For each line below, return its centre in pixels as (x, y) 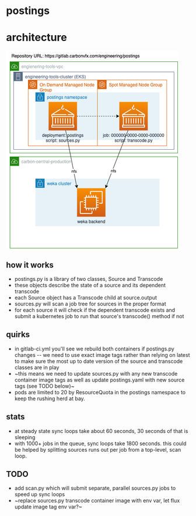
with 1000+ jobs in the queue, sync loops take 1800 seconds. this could (100, 443)
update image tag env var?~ (48, 507)
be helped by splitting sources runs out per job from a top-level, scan (98, 449)
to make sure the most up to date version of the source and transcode (99, 361)
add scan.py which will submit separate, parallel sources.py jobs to (95, 488)
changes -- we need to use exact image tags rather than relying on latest (102, 355)
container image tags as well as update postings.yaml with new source (99, 380)
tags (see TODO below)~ (44, 386)
